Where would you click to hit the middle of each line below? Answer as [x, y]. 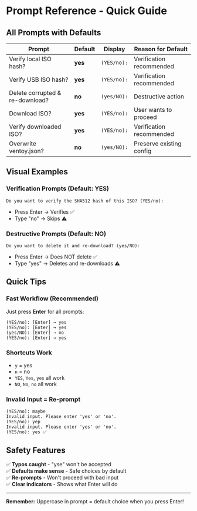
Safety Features [36, 450]
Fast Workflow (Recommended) [52, 298]
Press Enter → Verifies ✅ [45, 212]
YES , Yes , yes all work [40, 377]
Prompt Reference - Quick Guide [86, 11]
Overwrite [23, 144]
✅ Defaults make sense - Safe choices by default [66, 471]
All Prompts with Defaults [54, 33]
